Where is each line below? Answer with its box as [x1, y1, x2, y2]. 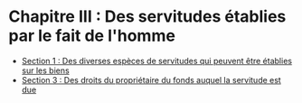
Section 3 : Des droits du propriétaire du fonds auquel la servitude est [21, 74, 281, 85]
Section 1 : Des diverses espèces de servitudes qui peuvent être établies [21, 55, 293, 66]
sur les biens [21, 65, 70, 76]
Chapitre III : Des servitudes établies [8, 6, 287, 27]
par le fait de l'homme [8, 25, 175, 46]
